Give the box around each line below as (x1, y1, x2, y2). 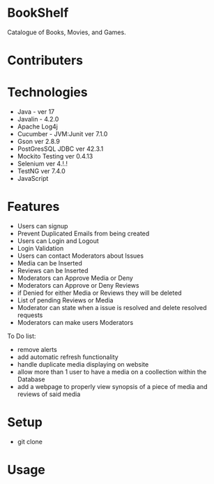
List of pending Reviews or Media (17, 296, 114, 305)
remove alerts (17, 346, 57, 353)
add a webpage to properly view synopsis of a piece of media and (17, 383, 208, 390)
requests (17, 311, 43, 319)
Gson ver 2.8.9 (17, 138, 61, 146)
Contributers (7, 52, 84, 68)
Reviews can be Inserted (17, 267, 89, 274)
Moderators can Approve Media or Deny (17, 274, 134, 282)
